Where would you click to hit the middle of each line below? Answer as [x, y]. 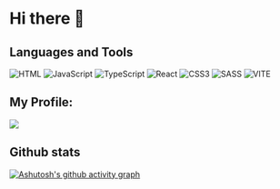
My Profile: [41, 102]
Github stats [45, 152]
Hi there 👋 [47, 19]
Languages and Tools [71, 52]
